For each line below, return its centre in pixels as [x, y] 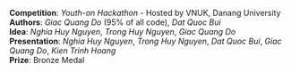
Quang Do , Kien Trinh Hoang [63, 51]
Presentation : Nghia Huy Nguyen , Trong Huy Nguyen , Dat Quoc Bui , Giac [145, 41]
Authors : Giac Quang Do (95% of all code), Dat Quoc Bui [115, 22]
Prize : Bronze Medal [47, 60]
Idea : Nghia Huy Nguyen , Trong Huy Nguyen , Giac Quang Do [123, 32]
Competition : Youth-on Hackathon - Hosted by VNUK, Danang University [145, 13]
